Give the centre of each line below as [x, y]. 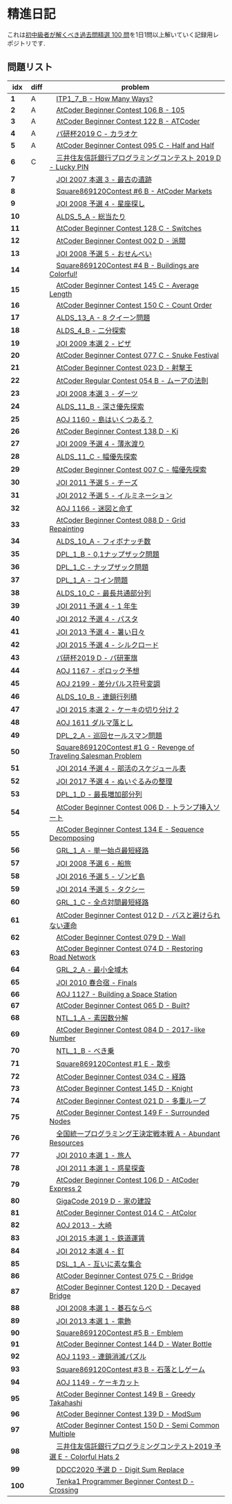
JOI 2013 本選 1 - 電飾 [94, 1321]
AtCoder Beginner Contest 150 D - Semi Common [138, 1425]
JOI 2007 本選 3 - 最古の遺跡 [104, 179]
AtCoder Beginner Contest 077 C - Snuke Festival [138, 355]
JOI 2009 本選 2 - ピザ [94, 343]
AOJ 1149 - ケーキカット [98, 1382]
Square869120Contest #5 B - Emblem [120, 1333]
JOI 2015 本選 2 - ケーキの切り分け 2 [118, 710]
